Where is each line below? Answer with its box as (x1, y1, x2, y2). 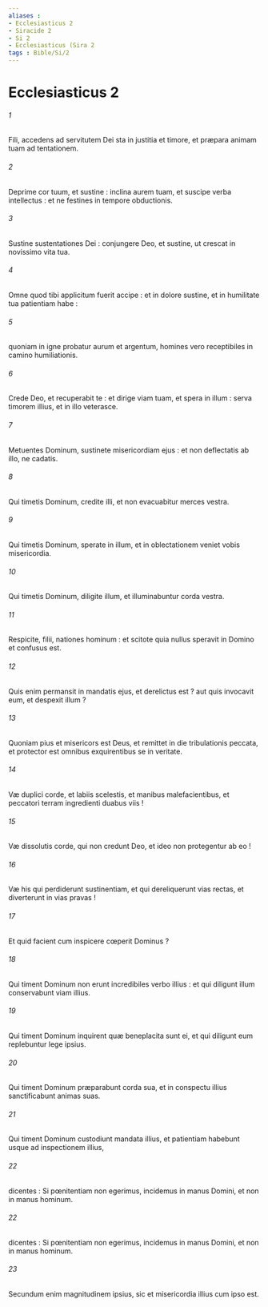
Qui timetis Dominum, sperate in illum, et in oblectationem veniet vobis (8, 540, 240, 549)
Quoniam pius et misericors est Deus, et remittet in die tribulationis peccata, (8, 738, 258, 747)
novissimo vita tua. (8, 247, 70, 256)
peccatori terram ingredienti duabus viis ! (8, 798, 144, 808)
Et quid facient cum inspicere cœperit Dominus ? (8, 936, 170, 946)
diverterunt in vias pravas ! (8, 893, 96, 903)
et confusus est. (8, 643, 62, 653)
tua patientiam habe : (8, 299, 78, 308)
